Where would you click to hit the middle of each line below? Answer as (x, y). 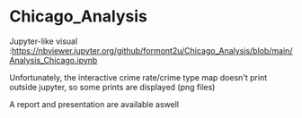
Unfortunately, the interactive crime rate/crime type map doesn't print (138, 77)
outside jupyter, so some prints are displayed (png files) (112, 87)
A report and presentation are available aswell (94, 104)
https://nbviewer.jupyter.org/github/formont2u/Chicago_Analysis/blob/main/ (152, 50)
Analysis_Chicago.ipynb (53, 60)
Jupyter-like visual (44, 41)
